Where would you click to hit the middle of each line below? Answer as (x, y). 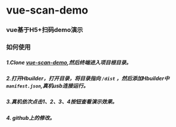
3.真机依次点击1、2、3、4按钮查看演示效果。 (62, 102)
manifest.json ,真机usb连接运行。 (48, 86)
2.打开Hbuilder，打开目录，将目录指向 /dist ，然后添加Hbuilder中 (88, 78)
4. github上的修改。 (31, 118)
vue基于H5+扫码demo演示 (45, 30)
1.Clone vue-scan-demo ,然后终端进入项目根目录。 (69, 62)
